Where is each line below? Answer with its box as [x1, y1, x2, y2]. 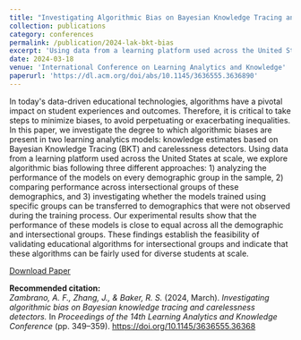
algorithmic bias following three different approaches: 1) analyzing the [9, 162, 267, 173]
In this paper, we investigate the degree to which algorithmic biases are [9, 124, 273, 135]
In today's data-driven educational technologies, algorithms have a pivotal [9, 96, 283, 106]
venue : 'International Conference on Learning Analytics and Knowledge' [9, 64, 287, 72]
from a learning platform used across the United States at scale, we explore [9, 153, 288, 164]
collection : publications [9, 21, 106, 30]
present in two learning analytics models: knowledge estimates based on [9, 133, 279, 144]
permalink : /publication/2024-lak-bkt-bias [9, 38, 175, 47]
